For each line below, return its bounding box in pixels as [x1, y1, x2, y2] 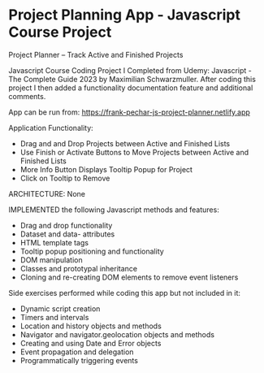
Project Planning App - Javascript [8, 6, 241, 24]
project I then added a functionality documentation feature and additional [8, 83, 253, 93]
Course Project [8, 23, 112, 41]
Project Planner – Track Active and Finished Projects [8, 50, 184, 59]
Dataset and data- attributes [19, 229, 115, 239]
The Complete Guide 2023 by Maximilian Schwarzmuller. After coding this [8, 74, 256, 84]
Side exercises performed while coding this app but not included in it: [8, 288, 241, 297]
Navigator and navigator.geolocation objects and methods [19, 329, 215, 339]
